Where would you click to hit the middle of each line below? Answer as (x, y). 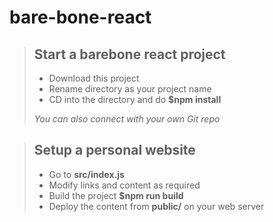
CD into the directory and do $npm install (135, 99)
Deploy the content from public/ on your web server (156, 206)
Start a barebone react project (129, 54)
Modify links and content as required (124, 185)
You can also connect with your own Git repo (127, 119)
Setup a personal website (114, 150)
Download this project (94, 78)
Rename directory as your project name (130, 89)
